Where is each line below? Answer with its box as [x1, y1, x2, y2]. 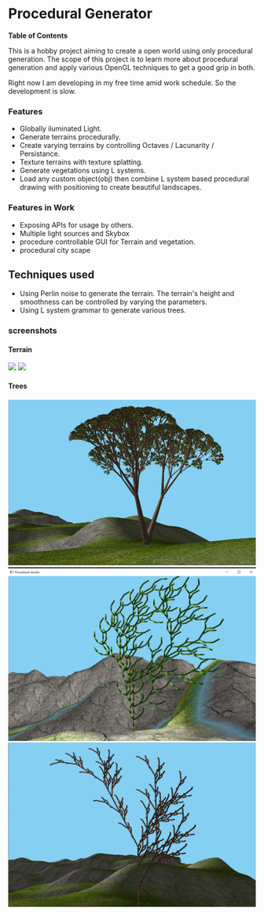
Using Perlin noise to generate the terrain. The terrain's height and [19, 289, 235, 298]
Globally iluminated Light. [19, 124, 102, 134]
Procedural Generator [8, 5, 153, 23]
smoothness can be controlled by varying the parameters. [19, 297, 207, 307]
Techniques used [8, 268, 95, 281]
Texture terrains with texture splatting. [19, 157, 144, 167]
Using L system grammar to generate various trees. [19, 306, 186, 315]
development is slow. [8, 86, 76, 95]
